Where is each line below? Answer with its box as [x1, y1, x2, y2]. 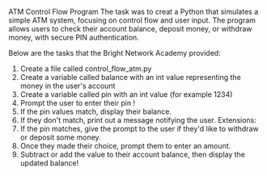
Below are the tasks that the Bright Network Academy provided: [8, 48, 221, 57]
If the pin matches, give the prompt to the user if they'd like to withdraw [19, 124, 259, 133]
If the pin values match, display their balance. [19, 107, 172, 116]
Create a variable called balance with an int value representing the [19, 73, 241, 82]
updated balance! [19, 158, 79, 168]
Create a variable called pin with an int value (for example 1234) [19, 90, 233, 99]
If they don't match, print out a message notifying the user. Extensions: [19, 115, 257, 124]
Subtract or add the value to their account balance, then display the [19, 149, 245, 159]
